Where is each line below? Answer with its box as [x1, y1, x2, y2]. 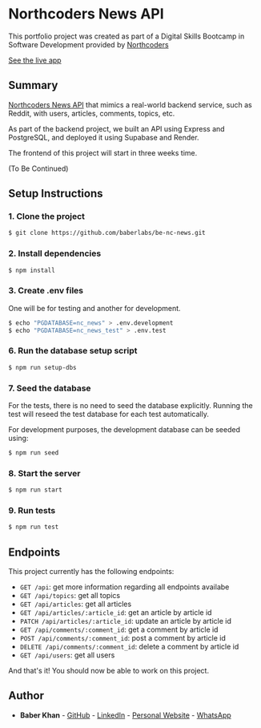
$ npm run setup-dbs [8, 363, 78, 371]
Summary [8, 79, 58, 92]
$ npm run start [8, 486, 62, 494]
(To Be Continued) [8, 164, 69, 173]
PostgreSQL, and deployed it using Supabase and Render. [8, 132, 199, 142]
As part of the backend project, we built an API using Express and [8, 123, 226, 133]
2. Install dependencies [8, 248, 102, 259]
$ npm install [8, 266, 56, 274]
